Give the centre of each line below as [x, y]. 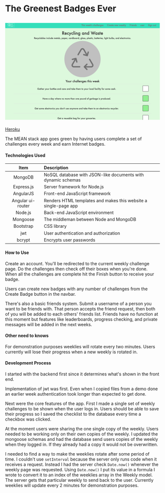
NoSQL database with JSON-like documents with [94, 175]
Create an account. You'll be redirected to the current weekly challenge [77, 263]
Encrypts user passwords [70, 240]
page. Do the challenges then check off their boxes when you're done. [76, 269]
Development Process [28, 363]
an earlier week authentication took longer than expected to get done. [76, 394]
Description [56, 167]
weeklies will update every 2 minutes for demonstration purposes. [72, 486]
